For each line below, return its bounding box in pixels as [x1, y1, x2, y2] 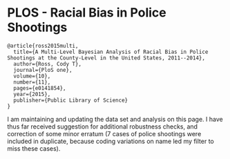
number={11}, [13, 78, 51, 86]
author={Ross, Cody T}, [13, 60, 82, 67]
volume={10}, [13, 73, 51, 79]
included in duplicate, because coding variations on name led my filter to [7, 137, 214, 145]
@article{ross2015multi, [7, 42, 79, 49]
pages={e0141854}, [13, 84, 67, 91]
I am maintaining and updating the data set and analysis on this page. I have [7, 115, 223, 123]
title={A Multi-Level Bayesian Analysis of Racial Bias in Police [13, 48, 209, 55]
